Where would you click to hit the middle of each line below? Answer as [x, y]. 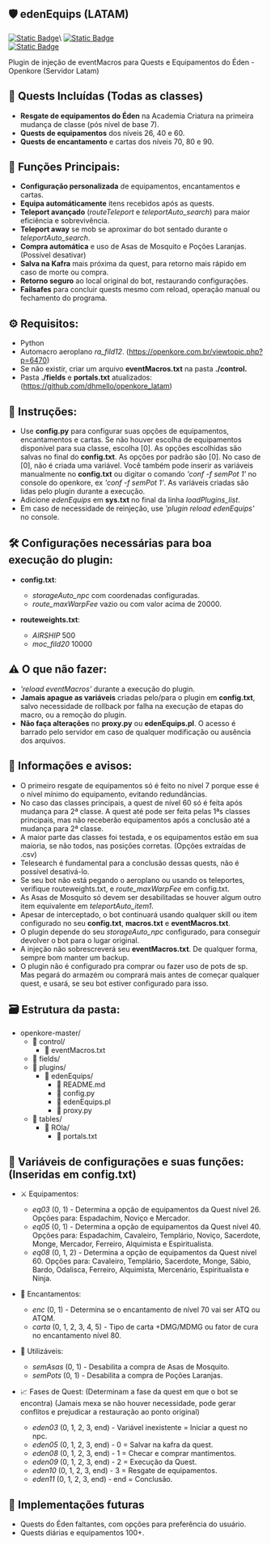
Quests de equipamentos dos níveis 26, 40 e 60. [102, 133]
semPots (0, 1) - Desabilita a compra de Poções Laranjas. [127, 1376]
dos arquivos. [43, 741]
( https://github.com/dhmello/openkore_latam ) [96, 386]
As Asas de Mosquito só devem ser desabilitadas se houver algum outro [140, 897]
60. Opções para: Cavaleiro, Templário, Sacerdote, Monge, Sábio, [142, 1261]
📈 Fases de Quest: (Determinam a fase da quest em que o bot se [129, 1392]
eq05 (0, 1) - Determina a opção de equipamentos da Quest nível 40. [146, 1227]
